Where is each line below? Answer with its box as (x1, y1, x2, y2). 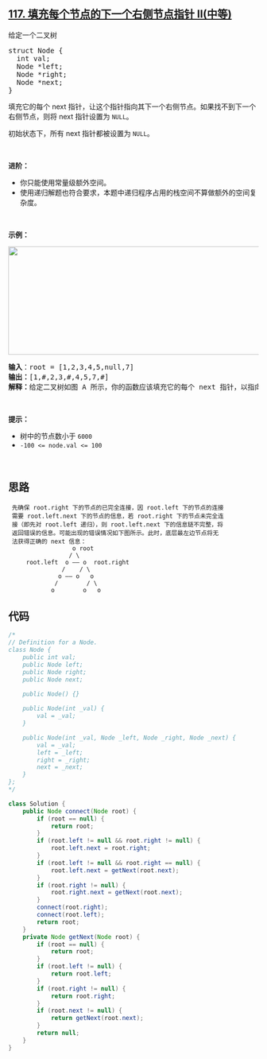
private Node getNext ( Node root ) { (22, 933, 141, 941)
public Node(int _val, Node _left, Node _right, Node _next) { (22, 734, 237, 742)
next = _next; (37, 763, 83, 771)
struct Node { (8, 46, 64, 55)
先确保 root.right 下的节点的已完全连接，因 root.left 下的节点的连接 (11, 503, 224, 511)
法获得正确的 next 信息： (11, 537, 87, 545)
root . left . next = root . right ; (50, 844, 151, 852)
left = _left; (37, 748, 83, 757)
